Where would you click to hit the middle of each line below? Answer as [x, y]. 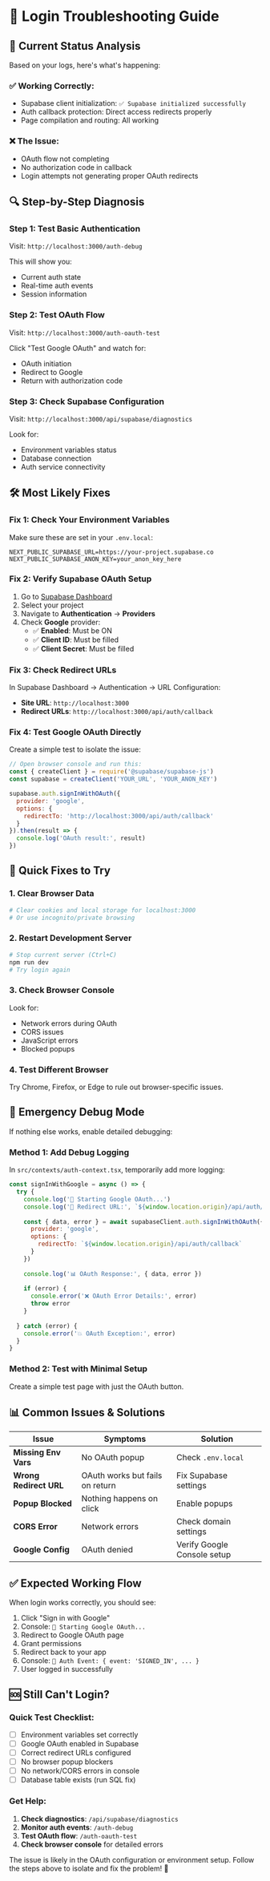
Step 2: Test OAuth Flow [57, 315]
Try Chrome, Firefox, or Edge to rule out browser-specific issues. [116, 1087]
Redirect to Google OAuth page [72, 1635]
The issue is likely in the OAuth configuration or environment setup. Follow [132, 1859]
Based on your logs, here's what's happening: [85, 65]
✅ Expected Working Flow [76, 1583]
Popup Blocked [43, 1504]
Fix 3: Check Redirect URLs [63, 670]
